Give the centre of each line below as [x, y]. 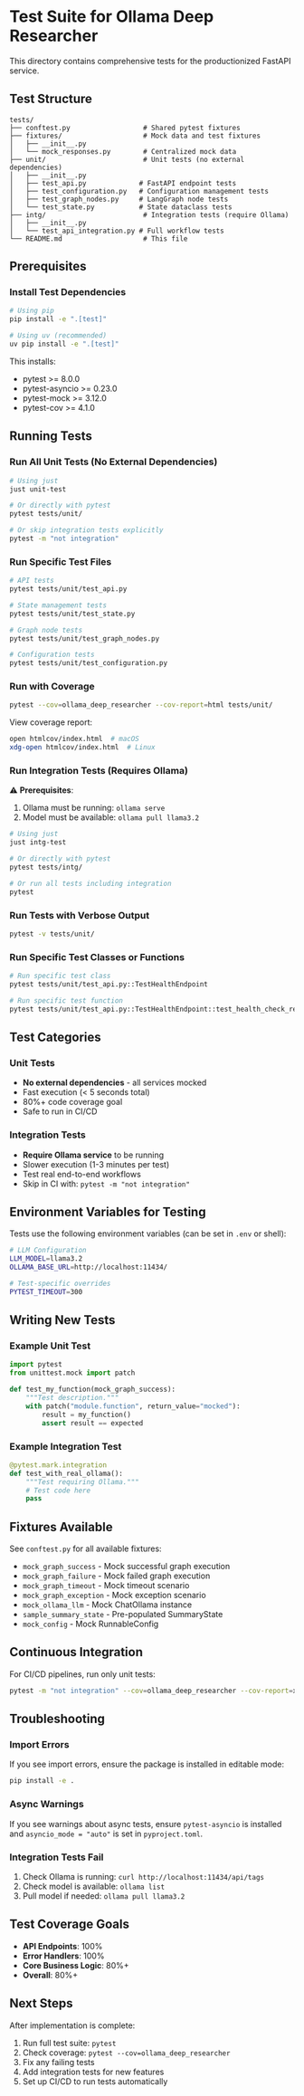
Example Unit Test [50, 1346]
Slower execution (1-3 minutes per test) [96, 1164]
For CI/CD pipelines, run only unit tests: [82, 1674]
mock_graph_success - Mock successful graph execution [126, 1567]
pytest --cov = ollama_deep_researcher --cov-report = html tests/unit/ [141, 705]
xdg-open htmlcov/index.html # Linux [82, 748]
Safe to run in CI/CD [60, 1111]
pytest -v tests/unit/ [52, 934]
